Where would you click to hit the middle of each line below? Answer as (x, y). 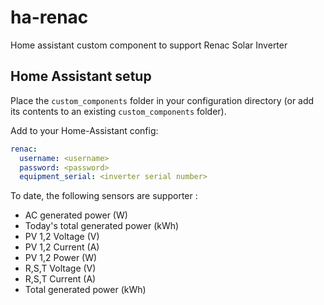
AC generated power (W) (76, 215)
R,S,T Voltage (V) (60, 268)
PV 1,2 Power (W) (61, 258)
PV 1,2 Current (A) (62, 247)
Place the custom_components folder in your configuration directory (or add (162, 100)
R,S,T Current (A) (60, 279)
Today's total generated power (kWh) (102, 226)
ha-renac (49, 17)
